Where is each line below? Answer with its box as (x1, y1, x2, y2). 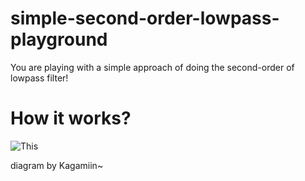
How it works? (10, 107, 132, 130)
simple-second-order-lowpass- (10, 7, 280, 30)
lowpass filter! (10, 72, 69, 84)
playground (10, 28, 108, 51)
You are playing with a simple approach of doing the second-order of (10, 61, 295, 73)
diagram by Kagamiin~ (10, 159, 104, 171)
